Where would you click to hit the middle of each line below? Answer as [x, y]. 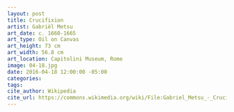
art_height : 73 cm [34, 46]
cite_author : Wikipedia [42, 91]
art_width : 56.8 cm [36, 53]
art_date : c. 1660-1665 [42, 33]
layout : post [26, 14]
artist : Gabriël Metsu [40, 26]
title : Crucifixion [36, 20]
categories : [24, 78]
